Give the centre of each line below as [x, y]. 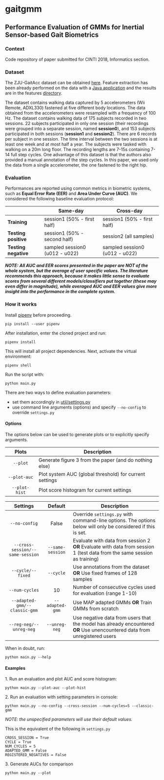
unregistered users [94, 636]
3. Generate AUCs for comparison [39, 764]
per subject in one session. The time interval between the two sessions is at [81, 139]
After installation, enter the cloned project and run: [56, 333]
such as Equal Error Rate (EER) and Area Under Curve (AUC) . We [71, 194]
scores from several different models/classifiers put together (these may [81, 281]
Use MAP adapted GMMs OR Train [113, 602]
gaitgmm [24, 9]
